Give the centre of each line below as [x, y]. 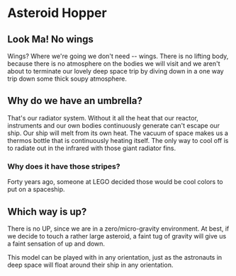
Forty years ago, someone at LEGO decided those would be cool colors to [115, 182]
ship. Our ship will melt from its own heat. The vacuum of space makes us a [118, 133]
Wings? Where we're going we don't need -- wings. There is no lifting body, [118, 56]
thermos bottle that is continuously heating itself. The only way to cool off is [118, 140]
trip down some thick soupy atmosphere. [67, 79]
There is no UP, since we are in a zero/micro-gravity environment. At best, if [118, 229]
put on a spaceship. [36, 190]
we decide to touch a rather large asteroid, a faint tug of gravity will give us [117, 236]
